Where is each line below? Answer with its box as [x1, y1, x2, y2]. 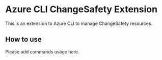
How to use [5, 35, 42, 44]
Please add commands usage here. [5, 48, 79, 54]
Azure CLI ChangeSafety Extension [5, 4, 158, 15]
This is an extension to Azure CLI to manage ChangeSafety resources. [5, 20, 153, 26]
